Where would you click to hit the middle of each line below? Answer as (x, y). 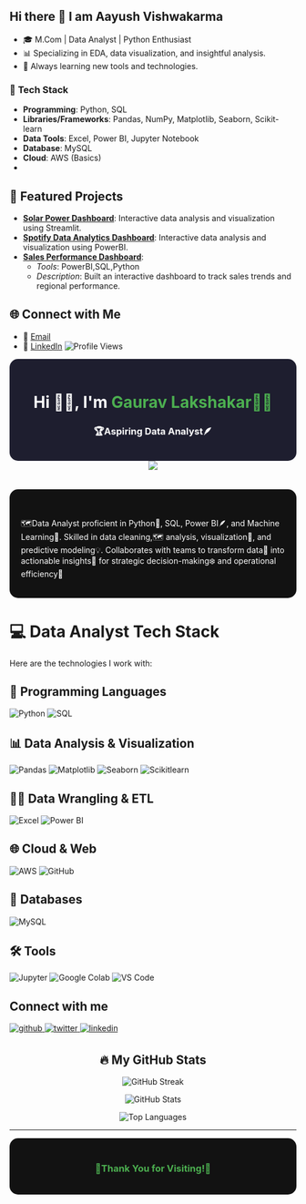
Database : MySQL (57, 148)
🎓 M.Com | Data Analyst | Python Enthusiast (107, 39)
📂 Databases (46, 899)
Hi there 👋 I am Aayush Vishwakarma (116, 17)
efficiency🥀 (42, 574)
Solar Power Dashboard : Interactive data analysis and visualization (148, 218)
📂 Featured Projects (66, 196)
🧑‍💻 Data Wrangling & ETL (82, 798)
